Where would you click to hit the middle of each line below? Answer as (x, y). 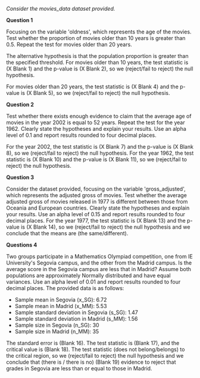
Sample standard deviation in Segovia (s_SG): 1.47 (76, 312)
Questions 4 (22, 245)
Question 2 (20, 105)
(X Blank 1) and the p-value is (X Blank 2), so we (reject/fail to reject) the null (100, 69)
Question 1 (20, 20)
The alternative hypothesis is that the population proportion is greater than (97, 56)
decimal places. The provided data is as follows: (65, 288)
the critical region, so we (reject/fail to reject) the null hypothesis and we (95, 356)
